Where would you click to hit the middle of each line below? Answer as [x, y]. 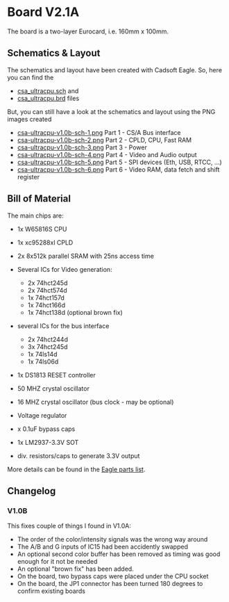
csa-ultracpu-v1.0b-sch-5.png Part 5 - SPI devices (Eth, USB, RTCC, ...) [119, 162]
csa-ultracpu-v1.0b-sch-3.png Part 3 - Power [82, 147]
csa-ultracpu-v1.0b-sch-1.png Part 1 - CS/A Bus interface [99, 132]
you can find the [31, 77]
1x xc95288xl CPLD [45, 242]
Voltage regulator [42, 415]
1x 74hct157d [46, 298]
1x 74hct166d [46, 305]
